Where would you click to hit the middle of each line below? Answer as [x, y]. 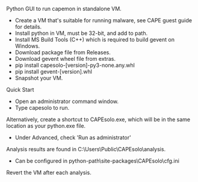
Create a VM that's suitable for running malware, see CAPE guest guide [104, 20]
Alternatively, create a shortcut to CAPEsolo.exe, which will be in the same [98, 119]
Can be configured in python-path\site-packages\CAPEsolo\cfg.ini [97, 161]
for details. [28, 27]
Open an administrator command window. [67, 101]
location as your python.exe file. [46, 126]
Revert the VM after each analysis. [49, 172]
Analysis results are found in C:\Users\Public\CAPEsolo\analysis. [86, 149]
